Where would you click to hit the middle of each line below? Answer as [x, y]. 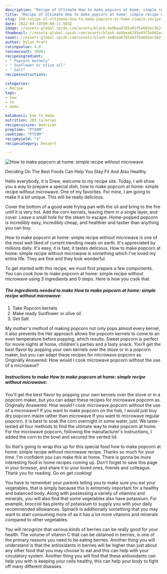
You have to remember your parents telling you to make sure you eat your [80, 483]
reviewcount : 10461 [25, 51]
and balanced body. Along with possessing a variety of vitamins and [75, 493]
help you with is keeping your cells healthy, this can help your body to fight [82, 561]
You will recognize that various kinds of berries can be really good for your [82, 529]
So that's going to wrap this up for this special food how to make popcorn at [83, 447]
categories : [17, 84]
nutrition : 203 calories [31, 120]
